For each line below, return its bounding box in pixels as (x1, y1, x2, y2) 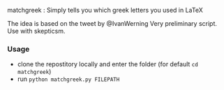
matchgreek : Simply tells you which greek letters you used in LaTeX (7, 6, 204, 14)
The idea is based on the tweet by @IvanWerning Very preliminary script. (7, 20, 218, 27)
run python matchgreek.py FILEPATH (17, 75, 120, 83)
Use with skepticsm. (7, 27, 66, 35)
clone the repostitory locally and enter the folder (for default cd (17, 60, 199, 68)
